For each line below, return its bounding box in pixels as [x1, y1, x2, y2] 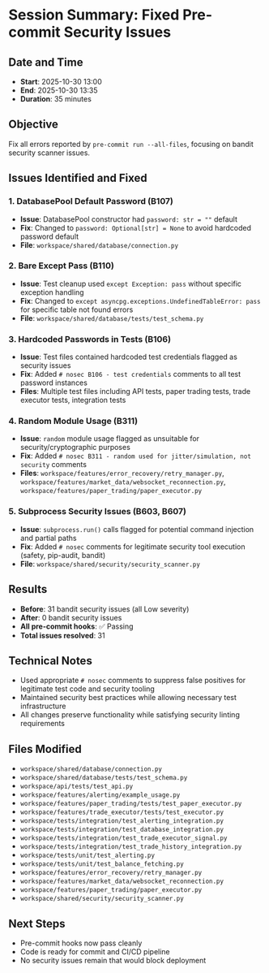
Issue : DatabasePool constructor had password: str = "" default [19, 214, 237, 224]
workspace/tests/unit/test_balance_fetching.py [19, 860, 184, 868]
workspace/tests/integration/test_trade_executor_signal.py [19, 834, 228, 842]
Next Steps [8, 916, 66, 931]
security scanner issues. [8, 148, 91, 158]
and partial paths [19, 533, 77, 543]
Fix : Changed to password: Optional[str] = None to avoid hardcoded [19, 223, 252, 232]
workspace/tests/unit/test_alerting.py [19, 851, 156, 860]
